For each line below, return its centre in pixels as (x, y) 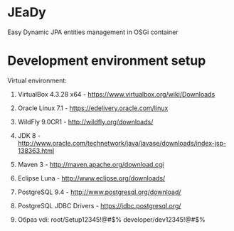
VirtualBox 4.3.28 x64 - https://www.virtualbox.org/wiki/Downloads (116, 94)
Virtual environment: (37, 80)
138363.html (36, 151)
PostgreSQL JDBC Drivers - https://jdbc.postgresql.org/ (99, 205)
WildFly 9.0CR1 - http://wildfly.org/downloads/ (85, 122)
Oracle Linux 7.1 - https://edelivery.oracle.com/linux (93, 108)
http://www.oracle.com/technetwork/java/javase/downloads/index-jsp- (122, 143)
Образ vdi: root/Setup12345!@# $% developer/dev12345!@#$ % (111, 219)
